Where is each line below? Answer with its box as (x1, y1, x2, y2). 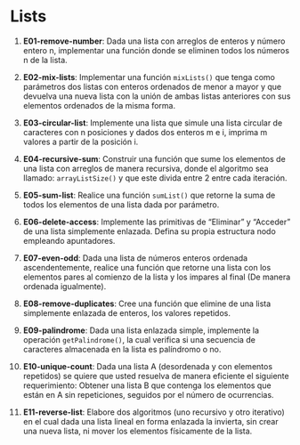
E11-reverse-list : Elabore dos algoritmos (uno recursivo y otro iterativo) (22, 407, 286, 417)
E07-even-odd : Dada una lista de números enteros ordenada (22, 252, 248, 263)
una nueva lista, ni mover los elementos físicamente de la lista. (22, 425, 253, 436)
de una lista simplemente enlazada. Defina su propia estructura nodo (22, 225, 277, 237)
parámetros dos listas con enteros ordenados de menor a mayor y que (22, 81, 282, 92)
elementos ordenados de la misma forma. (22, 100, 176, 110)
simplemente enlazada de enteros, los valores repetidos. (22, 307, 231, 318)
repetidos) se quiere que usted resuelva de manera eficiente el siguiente (22, 370, 289, 381)
